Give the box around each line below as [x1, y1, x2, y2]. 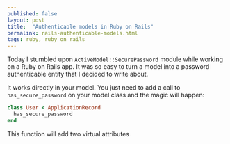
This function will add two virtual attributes [7, 129, 130, 138]
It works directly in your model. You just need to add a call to [7, 83, 181, 92]
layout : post [7, 17, 45, 24]
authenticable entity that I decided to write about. [7, 70, 149, 79]
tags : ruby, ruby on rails [7, 36, 85, 43]
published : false [7, 10, 58, 17]
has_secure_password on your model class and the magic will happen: [7, 91, 205, 99]
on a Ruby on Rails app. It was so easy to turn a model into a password [7, 63, 210, 71]
